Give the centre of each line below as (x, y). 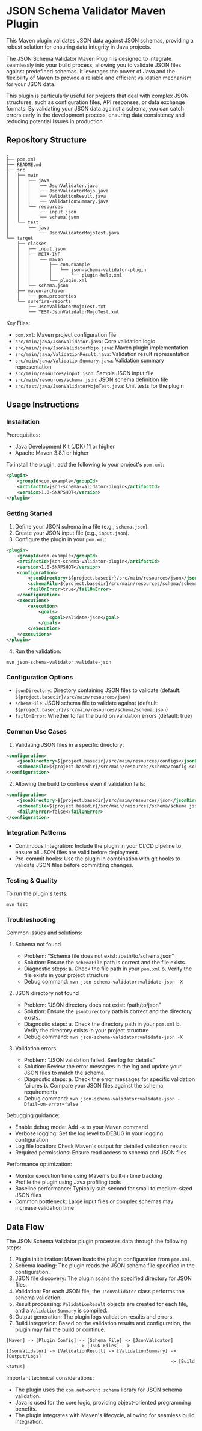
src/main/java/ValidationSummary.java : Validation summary (89, 360)
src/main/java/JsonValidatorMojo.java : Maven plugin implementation (101, 348)
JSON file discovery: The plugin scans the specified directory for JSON (103, 1278)
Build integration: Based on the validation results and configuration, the (103, 1323)
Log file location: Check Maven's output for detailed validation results (101, 1146)
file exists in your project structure (66, 975)
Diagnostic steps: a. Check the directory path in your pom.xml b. (103, 1024)
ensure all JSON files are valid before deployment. (77, 852)
